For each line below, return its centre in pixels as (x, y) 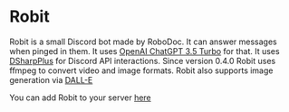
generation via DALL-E (51, 79)
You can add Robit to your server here (80, 98)
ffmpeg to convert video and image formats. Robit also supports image (141, 70)
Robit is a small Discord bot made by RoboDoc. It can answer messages (144, 42)
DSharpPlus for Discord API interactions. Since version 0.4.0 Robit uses (143, 61)
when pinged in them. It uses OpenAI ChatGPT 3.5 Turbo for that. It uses (144, 51)
